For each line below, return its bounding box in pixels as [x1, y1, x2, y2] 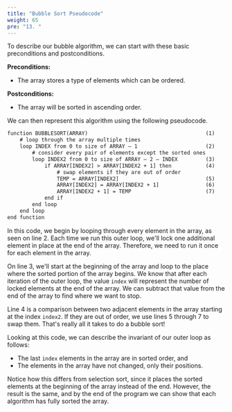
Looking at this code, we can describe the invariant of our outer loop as [7, 333, 211, 341]
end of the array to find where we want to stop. [7, 291, 142, 300]
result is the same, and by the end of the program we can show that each [7, 389, 216, 397]
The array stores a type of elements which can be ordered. [17, 76, 186, 85]
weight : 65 [7, 17, 39, 24]
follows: [7, 341, 30, 349]
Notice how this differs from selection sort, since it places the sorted [7, 375, 203, 383]
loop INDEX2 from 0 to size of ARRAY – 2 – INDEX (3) [32, 155, 215, 163]
